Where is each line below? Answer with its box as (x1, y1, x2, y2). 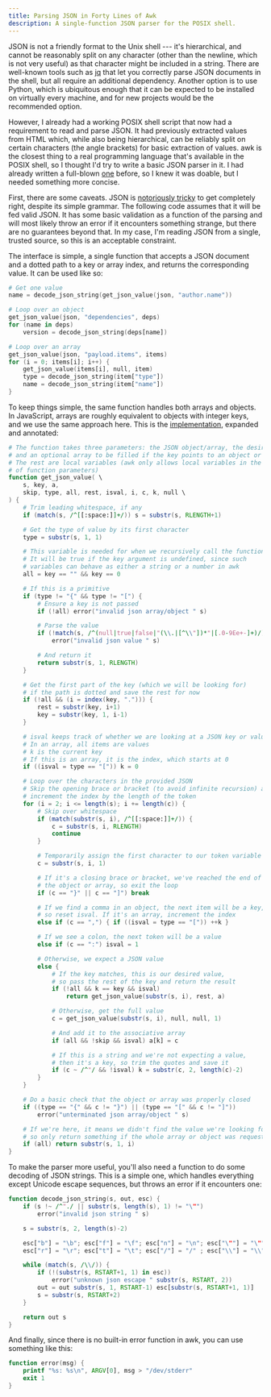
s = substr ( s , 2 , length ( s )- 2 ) (23, 1224, 128, 1233)
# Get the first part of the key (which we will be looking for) (23, 680, 248, 689)
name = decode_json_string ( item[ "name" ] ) (23, 380, 164, 389)
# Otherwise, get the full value (51, 1007, 164, 1016)
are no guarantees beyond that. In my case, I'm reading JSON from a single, (8, 227, 261, 236)
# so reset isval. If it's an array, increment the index (37, 911, 236, 919)
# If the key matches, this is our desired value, (51, 970, 226, 978)
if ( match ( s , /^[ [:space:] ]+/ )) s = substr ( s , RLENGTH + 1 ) (23, 511, 222, 519)
